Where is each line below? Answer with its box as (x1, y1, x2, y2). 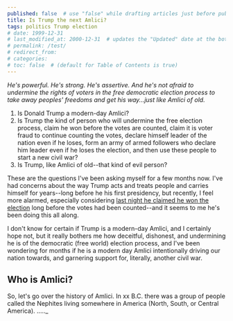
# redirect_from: (7, 49, 58, 56)
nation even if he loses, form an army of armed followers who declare (17, 138, 216, 146)
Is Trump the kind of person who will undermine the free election (17, 116, 202, 125)
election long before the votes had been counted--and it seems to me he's (7, 203, 221, 211)
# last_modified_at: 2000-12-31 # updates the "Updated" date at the (7, 36, 216, 43)
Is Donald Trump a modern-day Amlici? (17, 109, 130, 117)
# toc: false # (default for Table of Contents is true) (7, 62, 178, 69)
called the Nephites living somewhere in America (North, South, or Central (7, 300, 219, 308)
